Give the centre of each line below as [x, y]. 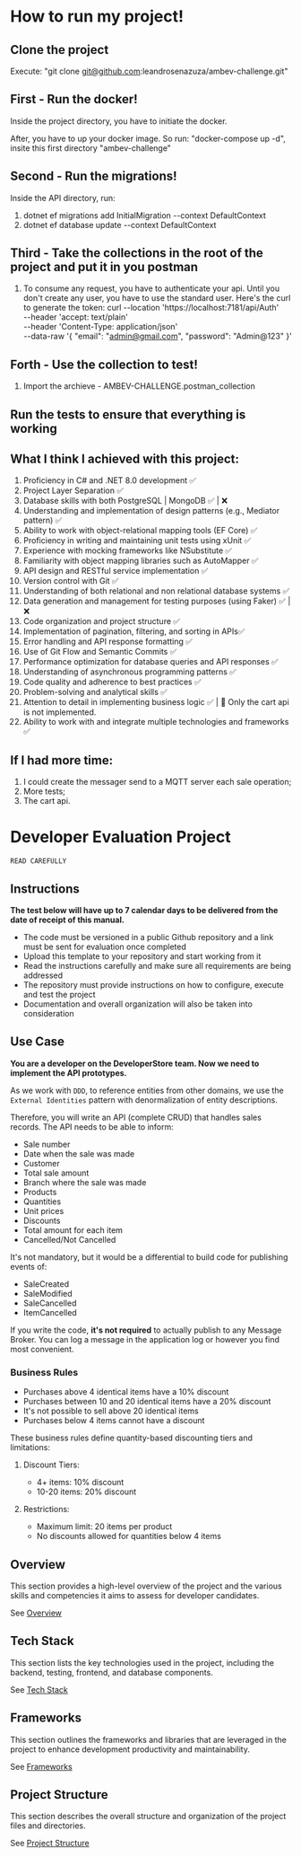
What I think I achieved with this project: [125, 459]
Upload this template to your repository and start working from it [142, 956]
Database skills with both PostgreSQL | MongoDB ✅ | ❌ [125, 501]
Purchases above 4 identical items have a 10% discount [126, 1392]
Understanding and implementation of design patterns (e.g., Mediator [151, 511]
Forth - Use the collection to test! [104, 364]
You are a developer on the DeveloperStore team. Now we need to [135, 1063]
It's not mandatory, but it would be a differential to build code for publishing [149, 1257]
